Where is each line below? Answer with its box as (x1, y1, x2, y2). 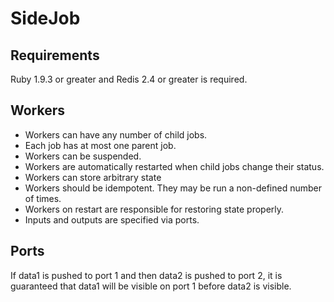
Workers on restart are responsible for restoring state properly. (24, 203, 285, 215)
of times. (24, 192, 62, 204)
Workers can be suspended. (24, 150, 142, 162)
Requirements (10, 47, 100, 64)
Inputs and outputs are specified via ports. (24, 213, 200, 226)
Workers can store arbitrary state (24, 171, 162, 183)
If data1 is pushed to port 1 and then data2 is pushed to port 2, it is (10, 269, 283, 281)
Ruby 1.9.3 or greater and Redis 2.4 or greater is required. (10, 73, 248, 85)
